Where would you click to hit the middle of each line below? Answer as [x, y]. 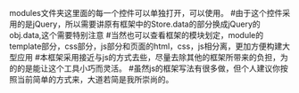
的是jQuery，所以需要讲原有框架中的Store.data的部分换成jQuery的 [138, 24]
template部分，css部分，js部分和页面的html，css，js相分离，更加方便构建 [146, 46]
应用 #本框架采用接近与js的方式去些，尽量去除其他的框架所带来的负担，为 [152, 57]
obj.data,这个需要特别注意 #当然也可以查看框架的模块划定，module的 [137, 35]
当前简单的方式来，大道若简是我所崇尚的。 [95, 79]
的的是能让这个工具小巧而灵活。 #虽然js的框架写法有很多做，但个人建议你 [145, 68]
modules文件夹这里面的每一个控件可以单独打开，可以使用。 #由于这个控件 [146, 13]
